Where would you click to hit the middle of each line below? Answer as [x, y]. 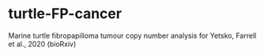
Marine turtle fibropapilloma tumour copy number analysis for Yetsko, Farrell [132, 35]
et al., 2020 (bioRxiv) [42, 43]
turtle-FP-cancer [65, 14]
